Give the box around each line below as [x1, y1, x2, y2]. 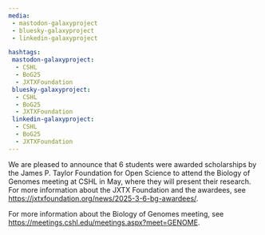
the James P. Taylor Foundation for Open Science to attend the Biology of [8, 168, 251, 177]
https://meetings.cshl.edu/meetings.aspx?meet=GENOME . [8, 217, 200, 227]
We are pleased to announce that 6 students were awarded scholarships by [8, 159, 257, 169]
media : [8, 11, 30, 20]
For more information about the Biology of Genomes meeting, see [8, 209, 224, 218]
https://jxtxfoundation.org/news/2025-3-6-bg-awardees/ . [8, 193, 199, 203]
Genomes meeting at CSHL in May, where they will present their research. [8, 177, 251, 186]
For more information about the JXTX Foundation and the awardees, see [8, 185, 246, 194]
